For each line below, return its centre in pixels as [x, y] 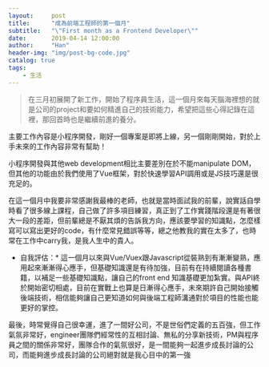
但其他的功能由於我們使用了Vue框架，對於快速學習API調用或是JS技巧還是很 [133, 173]
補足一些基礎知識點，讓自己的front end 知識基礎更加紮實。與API [147, 277]
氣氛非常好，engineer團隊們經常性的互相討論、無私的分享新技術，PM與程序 [133, 334]
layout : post [37, 16]
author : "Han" [39, 46]
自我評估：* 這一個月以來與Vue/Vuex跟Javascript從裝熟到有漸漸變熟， [137, 257]
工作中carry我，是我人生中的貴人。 [80, 240]
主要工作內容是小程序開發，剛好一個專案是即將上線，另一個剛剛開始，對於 [131, 136]
